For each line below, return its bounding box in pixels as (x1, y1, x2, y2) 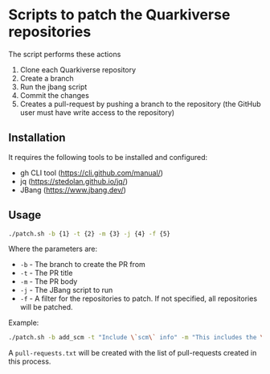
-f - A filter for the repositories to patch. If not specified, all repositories (19, 294, 258, 303)
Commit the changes (19, 90, 90, 100)
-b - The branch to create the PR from (19, 260, 146, 269)
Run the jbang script (19, 82, 88, 92)
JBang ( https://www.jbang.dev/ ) (19, 185, 127, 195)
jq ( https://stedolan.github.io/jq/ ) (19, 176, 129, 186)
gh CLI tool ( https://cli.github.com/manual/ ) (19, 167, 163, 178)
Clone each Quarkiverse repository (19, 64, 137, 74)
